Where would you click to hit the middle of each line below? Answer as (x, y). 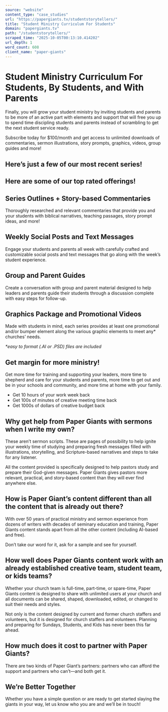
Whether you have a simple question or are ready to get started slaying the (82, 699)
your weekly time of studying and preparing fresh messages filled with (78, 447)
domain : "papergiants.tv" (32, 29)
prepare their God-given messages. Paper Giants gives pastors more (76, 472)
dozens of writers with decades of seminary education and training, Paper (82, 524)
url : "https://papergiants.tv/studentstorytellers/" (61, 19)
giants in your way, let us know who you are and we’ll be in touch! (73, 704)
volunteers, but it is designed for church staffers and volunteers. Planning (81, 619)
